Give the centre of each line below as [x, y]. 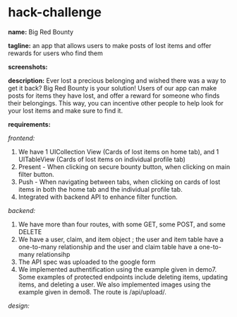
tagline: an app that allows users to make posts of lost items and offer [110, 45]
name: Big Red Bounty [41, 32]
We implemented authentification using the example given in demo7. [117, 269]
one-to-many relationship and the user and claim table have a [108, 247]
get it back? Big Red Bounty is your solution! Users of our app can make [113, 88]
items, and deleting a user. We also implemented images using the [114, 284]
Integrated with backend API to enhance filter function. [98, 197]
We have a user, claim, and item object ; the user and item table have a [121, 239]
